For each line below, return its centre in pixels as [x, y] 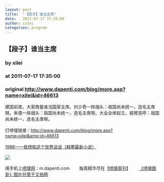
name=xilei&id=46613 [32, 95]
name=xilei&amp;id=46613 [32, 136]
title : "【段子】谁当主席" [31, 14]
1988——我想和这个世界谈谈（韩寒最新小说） [51, 147]
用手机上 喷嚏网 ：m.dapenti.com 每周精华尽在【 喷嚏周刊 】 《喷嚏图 [81, 168]
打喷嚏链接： [18, 130]
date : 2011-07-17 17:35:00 [35, 19]
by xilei [14, 63]
